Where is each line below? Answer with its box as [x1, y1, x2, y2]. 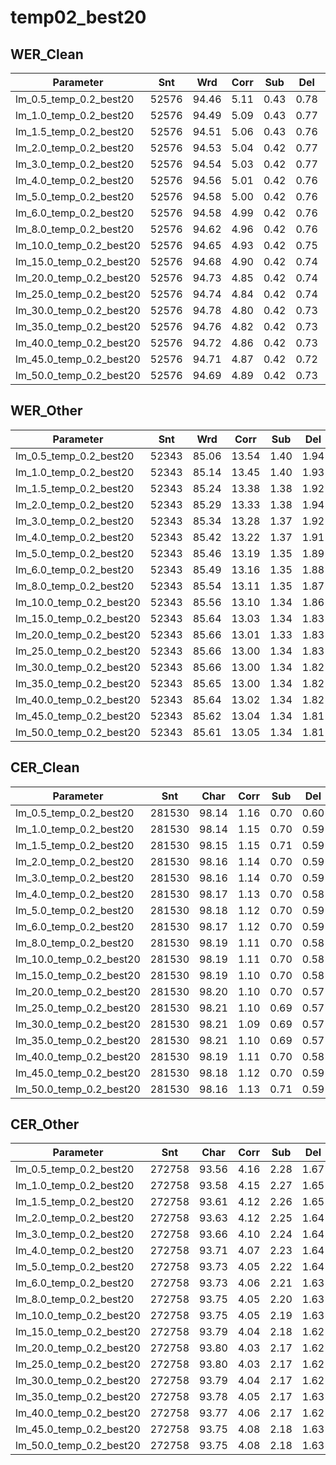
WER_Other [10, 402, 83, 420]
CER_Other [10, 1116, 80, 1133]
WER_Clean [10, 46, 84, 63]
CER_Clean [10, 759, 80, 776]
